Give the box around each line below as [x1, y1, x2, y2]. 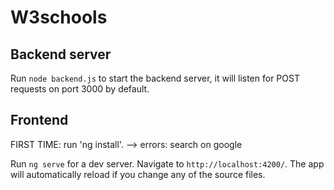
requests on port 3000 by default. [10, 83, 150, 95]
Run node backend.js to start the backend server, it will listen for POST [10, 72, 300, 84]
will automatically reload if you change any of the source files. [10, 168, 266, 180]
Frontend [10, 112, 69, 129]
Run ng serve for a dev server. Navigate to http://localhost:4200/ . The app [10, 157, 325, 170]
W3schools [10, 6, 108, 29]
